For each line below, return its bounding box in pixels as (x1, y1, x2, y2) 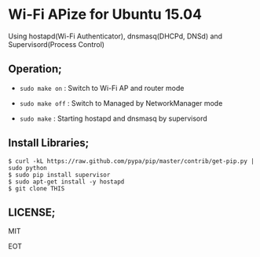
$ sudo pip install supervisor (8, 171, 111, 179)
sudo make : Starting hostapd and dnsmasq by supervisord (19, 114, 208, 123)
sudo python (8, 164, 47, 172)
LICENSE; (8, 205, 56, 219)
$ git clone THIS (8, 184, 65, 193)
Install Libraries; (8, 136, 90, 150)
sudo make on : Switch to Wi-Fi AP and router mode (19, 83, 185, 92)
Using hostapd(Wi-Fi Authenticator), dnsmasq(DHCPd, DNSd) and (8, 31, 222, 41)
